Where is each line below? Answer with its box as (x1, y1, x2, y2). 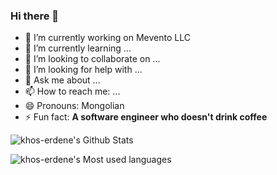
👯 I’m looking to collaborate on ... (24, 53, 161, 65)
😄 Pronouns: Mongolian (24, 100, 125, 112)
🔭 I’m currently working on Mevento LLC (24, 32, 191, 44)
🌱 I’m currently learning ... (24, 42, 132, 54)
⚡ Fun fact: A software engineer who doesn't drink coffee (24, 111, 268, 123)
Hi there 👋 (10, 9, 60, 23)
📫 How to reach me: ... (24, 85, 121, 98)
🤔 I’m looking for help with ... (24, 64, 143, 76)
